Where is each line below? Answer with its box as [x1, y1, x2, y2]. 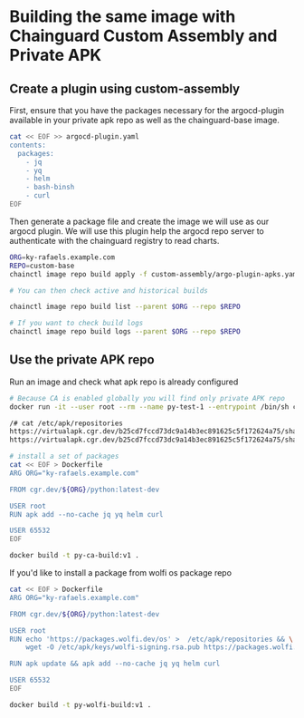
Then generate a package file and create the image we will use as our [9, 216, 270, 227]
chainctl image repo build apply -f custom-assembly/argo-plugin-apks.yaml [9, 269, 301, 278]
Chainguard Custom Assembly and [9, 25, 278, 46]
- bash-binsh [25, 183, 75, 192]
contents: [9, 141, 47, 150]
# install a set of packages [9, 451, 119, 461]
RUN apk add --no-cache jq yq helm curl [9, 509, 165, 519]
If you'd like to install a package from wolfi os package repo [9, 568, 233, 578]
